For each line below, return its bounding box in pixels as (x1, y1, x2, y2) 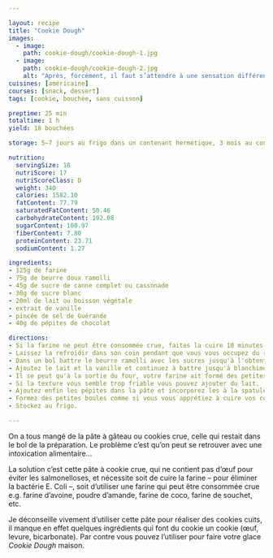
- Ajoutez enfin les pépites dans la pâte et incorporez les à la (8, 387, 238, 395)
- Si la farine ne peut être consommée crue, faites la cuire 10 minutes (8, 342, 264, 350)
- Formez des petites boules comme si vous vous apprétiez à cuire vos (8, 395, 256, 403)
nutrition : (8, 154, 45, 162)
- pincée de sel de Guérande (8, 312, 107, 320)
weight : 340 (15, 184, 57, 192)
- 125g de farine (8, 266, 67, 275)
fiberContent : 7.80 (15, 229, 82, 237)
